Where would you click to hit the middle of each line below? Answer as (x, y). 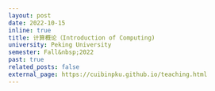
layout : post (30, 15)
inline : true (30, 30)
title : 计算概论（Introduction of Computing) (82, 38)
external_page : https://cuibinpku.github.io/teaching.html (108, 74)
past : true (26, 60)
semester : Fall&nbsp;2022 (51, 52)
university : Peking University (60, 45)
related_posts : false (44, 67)
